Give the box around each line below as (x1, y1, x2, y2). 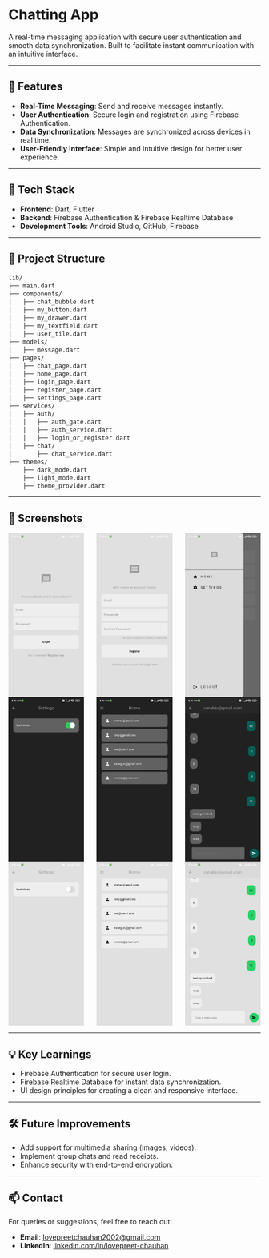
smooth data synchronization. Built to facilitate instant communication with (8, 40, 255, 50)
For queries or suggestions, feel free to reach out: (8, 1216, 172, 1226)
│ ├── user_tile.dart (8, 330, 88, 338)
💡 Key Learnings (8, 1047, 92, 1061)
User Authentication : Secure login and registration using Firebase (19, 110, 239, 119)
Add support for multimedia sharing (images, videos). (19, 1143, 197, 1152)
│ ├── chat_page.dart (8, 362, 88, 370)
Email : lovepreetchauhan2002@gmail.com (19, 1232, 161, 1242)
